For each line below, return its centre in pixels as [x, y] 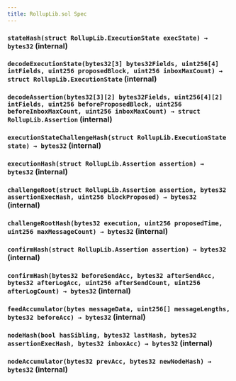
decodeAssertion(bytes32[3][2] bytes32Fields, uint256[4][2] [115, 97]
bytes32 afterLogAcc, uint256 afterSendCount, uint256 [104, 283]
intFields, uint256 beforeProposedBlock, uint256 [95, 104]
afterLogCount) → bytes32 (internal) [69, 291]
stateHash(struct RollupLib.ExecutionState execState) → [108, 38]
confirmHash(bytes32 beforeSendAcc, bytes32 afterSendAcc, [111, 275]
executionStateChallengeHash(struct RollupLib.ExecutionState [117, 138]
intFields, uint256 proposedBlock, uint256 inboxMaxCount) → [115, 71]
